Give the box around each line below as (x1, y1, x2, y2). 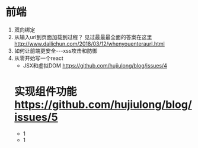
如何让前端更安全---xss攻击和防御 (14, 47, 98, 54)
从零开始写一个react (14, 54, 63, 62)
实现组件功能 (14, 85, 77, 98)
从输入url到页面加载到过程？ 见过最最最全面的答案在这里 (14, 33, 152, 40)
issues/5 (14, 111, 58, 124)
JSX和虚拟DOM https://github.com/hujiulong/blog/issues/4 (23, 62, 167, 69)
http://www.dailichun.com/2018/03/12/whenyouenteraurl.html (14, 40, 165, 47)
